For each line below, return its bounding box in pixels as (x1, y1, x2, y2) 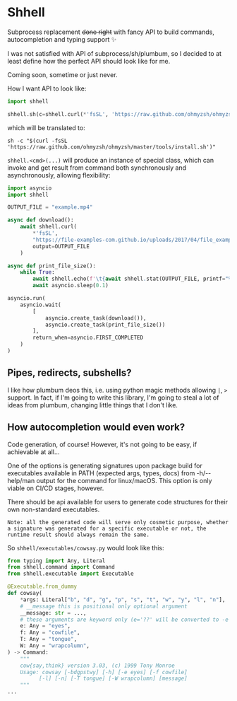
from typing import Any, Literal (7, 557, 106, 564)
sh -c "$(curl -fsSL (7, 137, 68, 144)
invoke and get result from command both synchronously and (7, 163, 187, 172)
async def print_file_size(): (7, 262, 97, 270)
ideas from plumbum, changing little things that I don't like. (7, 400, 178, 409)
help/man (7, 476, 35, 485)
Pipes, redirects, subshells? (7, 367, 132, 379)
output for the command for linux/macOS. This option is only (36, 476, 212, 485)
